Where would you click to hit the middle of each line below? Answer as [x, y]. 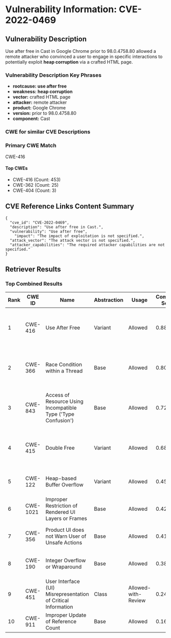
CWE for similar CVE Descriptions [48, 132]
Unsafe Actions [64, 543]
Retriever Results [33, 269]
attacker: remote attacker [40, 102]
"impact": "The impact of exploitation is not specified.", [79, 236]
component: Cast [31, 119]
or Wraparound [64, 567]
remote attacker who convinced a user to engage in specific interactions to [84, 56]
